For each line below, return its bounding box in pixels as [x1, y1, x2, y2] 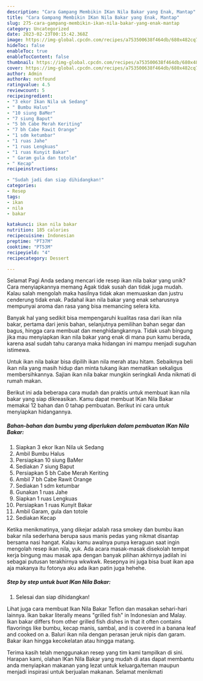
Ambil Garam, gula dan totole [15, 508, 88, 515]
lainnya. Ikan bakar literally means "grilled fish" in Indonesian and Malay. [7, 612, 186, 619]
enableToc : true [7, 48, 48, 54]
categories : [7, 182, 37, 189]
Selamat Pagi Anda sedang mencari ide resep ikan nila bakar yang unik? [7, 277, 186, 284]
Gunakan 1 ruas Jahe [15, 488, 68, 496]
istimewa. [7, 347, 31, 354]
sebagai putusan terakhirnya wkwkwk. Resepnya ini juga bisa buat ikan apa [7, 558, 195, 565]
